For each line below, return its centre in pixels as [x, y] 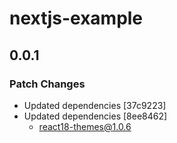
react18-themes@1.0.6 [85, 126]
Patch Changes [47, 84]
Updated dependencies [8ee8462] [95, 116]
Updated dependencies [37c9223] [95, 105]
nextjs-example [76, 18]
